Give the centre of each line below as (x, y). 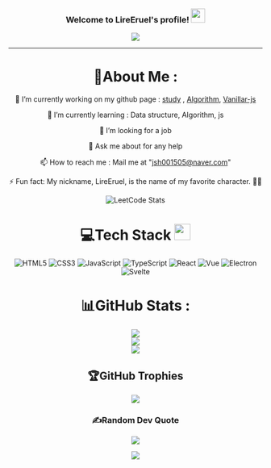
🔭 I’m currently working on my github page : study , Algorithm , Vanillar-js (135, 99)
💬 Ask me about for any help (135, 146)
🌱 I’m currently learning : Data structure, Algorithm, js (135, 115)
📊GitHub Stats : (135, 306)
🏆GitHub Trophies (135, 376)
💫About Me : (135, 77)
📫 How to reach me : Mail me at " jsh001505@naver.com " (135, 162)
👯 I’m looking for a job (135, 131)
